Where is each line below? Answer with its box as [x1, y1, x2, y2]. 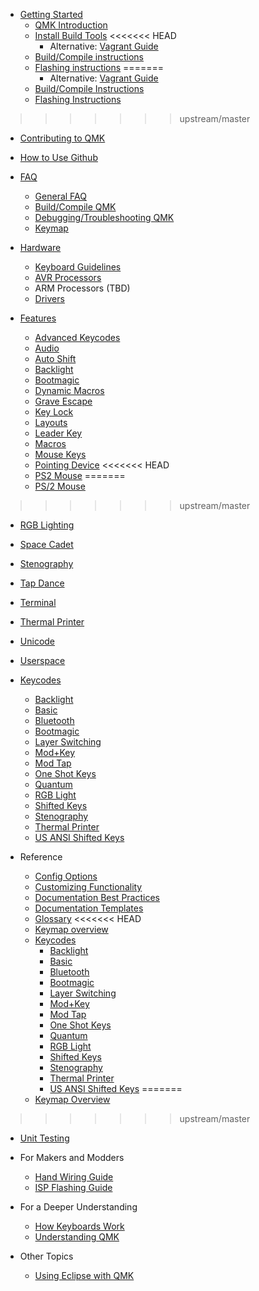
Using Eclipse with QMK [34, 1270, 135, 1281]
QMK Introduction [34, 19, 108, 31]
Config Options [34, 870, 98, 882]
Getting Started [19, 9, 83, 20]
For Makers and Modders [19, 1152, 125, 1163]
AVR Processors [34, 272, 102, 283]
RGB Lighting [19, 519, 75, 531]
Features [19, 312, 57, 324]
